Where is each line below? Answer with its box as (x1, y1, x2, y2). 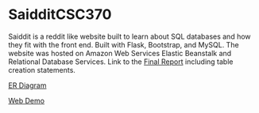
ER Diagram (8, 81, 47, 90)
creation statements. (8, 65, 75, 74)
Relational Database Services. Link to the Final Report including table (8, 57, 234, 66)
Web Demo (8, 96, 45, 105)
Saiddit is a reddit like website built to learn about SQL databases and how (8, 32, 252, 41)
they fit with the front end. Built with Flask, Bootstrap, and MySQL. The (8, 40, 240, 49)
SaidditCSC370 (8, 6, 112, 24)
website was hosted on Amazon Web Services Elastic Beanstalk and (8, 48, 232, 58)
